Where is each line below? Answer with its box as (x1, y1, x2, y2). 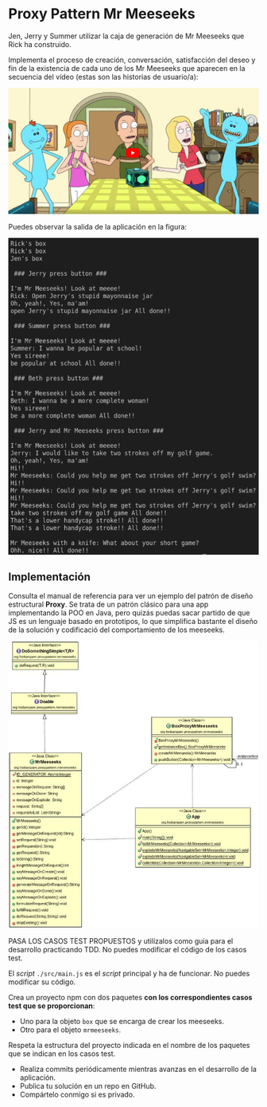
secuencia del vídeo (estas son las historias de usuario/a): (8, 72, 199, 81)
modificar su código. (8, 977, 76, 987)
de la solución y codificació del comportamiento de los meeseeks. (8, 625, 225, 634)
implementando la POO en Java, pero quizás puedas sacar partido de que (8, 608, 250, 618)
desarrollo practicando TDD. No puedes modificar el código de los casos (8, 944, 247, 954)
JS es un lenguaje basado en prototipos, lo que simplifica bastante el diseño (8, 617, 258, 626)
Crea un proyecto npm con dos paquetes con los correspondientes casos (8, 992, 253, 1002)
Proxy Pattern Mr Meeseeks (8, 5, 196, 23)
